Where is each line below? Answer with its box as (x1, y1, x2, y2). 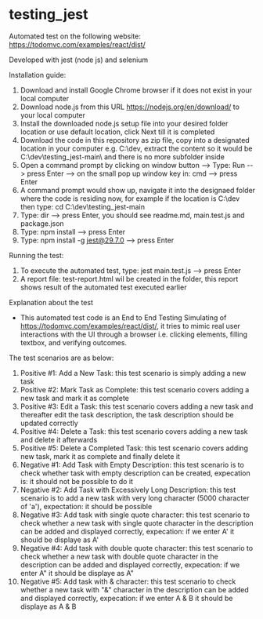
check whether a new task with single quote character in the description (20, 518, 254, 527)
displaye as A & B (20, 602, 77, 611)
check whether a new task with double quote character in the (20, 552, 218, 561)
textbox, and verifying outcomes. (20, 337, 128, 347)
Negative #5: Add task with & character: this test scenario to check (20, 577, 236, 586)
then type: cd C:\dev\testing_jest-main (20, 202, 146, 211)
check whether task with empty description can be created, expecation (20, 468, 250, 478)
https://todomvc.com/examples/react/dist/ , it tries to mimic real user (20, 321, 241, 330)
